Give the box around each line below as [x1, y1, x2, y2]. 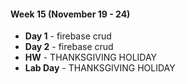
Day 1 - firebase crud [24, 30, 112, 42]
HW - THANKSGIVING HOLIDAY [24, 51, 158, 64]
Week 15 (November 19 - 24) [10, 8, 131, 20]
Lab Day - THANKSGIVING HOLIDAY [24, 62, 176, 74]
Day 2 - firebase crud [24, 41, 114, 53]
